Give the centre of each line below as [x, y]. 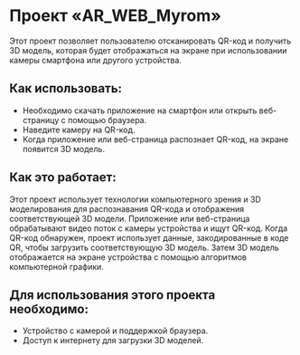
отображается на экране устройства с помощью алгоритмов [128, 257]
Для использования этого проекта [112, 295]
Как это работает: [63, 177]
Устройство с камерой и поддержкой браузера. [115, 331]
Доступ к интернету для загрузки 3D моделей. [113, 341]
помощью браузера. [107, 120]
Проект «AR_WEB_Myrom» [115, 16]
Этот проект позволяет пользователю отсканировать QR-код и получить [150, 41]
